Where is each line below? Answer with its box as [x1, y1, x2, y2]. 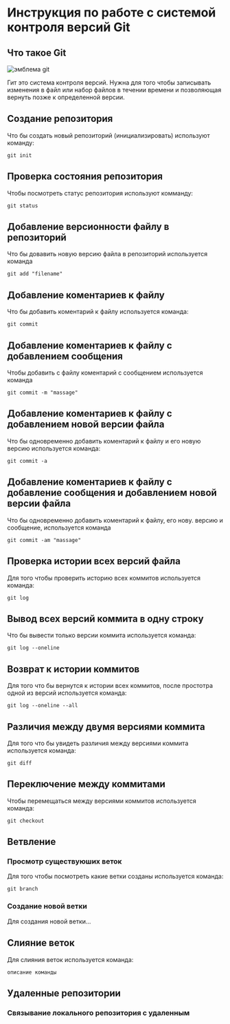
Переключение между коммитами [7, 778, 166, 790]
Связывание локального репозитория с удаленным [7, 1007, 190, 1017]
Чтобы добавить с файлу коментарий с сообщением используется [7, 368, 204, 377]
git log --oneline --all [7, 702, 78, 709]
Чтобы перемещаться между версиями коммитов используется [7, 797, 197, 805]
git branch [7, 886, 38, 892]
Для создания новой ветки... [7, 917, 91, 926]
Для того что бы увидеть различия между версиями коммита [7, 739, 189, 747]
